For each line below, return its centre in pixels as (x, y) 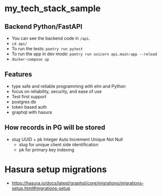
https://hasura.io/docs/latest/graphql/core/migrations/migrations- (78, 183)
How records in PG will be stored (55, 128)
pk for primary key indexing (46, 150)
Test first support (29, 96)
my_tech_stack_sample (53, 9)
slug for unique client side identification (59, 144)
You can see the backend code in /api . (51, 38)
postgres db (24, 102)
